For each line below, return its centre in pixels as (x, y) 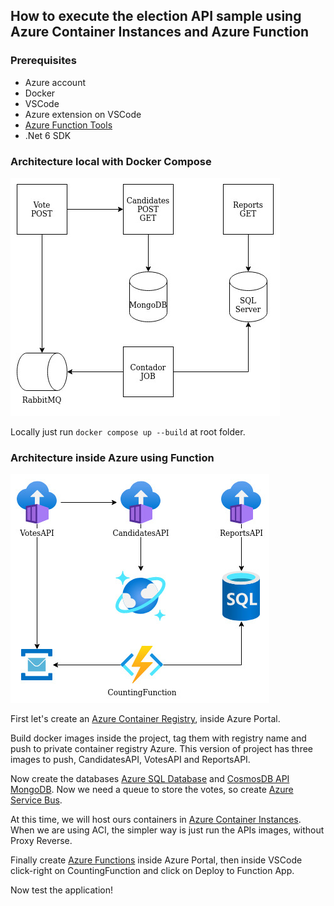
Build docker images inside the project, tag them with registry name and (158, 738)
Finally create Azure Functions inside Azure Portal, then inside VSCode (156, 860)
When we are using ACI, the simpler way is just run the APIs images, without (167, 830)
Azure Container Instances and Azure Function (160, 32)
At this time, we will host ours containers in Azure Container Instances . (156, 820)
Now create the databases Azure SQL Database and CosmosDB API (150, 779)
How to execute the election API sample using (156, 16)
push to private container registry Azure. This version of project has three (162, 749)
